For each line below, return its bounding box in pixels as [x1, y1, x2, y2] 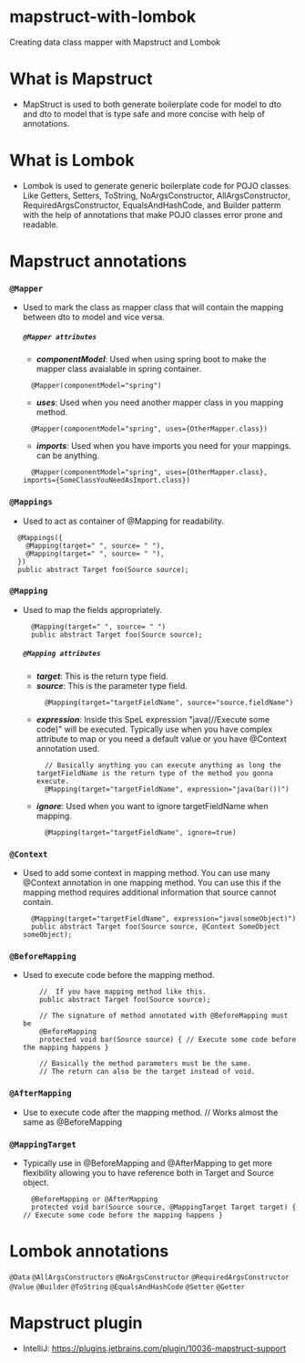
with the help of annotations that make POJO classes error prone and [22, 209, 283, 220]
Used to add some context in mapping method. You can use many [22, 868, 270, 879]
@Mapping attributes [22, 650, 101, 659]
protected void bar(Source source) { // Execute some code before [39, 1035, 297, 1045]
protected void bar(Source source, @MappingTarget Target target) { [31, 1202, 297, 1212]
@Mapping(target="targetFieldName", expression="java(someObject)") [31, 914, 297, 923]
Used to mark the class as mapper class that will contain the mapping [22, 302, 284, 313]
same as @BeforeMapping [22, 1116, 123, 1128]
